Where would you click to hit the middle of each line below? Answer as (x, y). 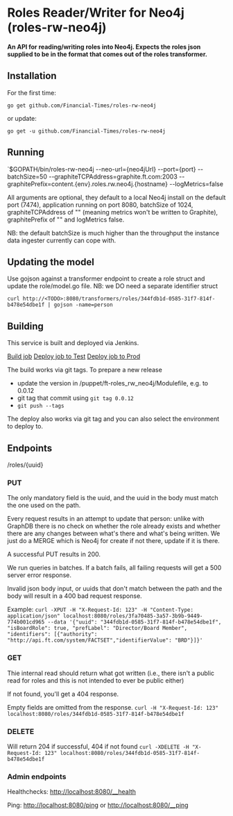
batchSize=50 (27, 176)
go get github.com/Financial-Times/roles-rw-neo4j (82, 106)
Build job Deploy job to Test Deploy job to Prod (74, 356)
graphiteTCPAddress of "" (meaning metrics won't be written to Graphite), (113, 212)
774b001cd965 (26, 622)
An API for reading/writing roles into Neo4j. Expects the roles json (104, 47)
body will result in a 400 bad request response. (75, 596)
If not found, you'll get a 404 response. (63, 694)
